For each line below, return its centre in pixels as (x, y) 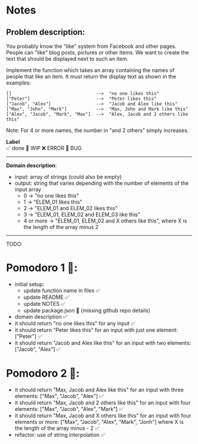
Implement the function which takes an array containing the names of (90, 70)
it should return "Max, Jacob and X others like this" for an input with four (103, 415)
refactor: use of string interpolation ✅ (60, 435)
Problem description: (46, 32)
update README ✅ (46, 297)
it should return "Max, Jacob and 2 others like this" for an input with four (103, 403)
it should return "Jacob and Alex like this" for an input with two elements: (103, 342)
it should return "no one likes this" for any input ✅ (75, 323)
